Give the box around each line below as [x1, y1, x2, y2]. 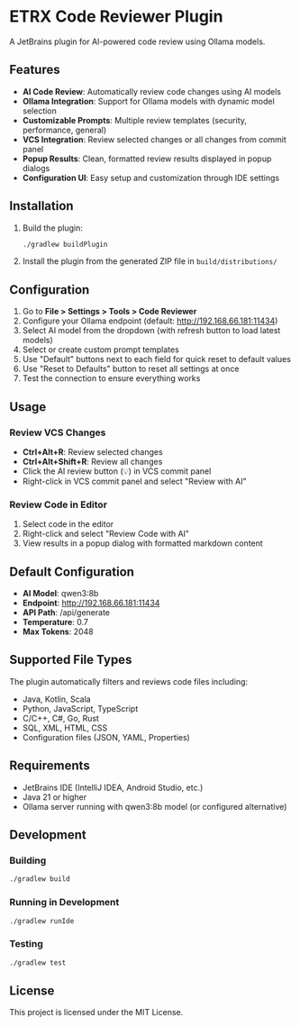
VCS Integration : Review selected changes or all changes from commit [22, 133, 286, 145]
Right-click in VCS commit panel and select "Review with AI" [22, 476, 247, 486]
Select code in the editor [22, 519, 114, 530]
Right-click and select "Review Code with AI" [22, 529, 190, 540]
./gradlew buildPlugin [22, 240, 108, 249]
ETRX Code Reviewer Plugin [9, 6, 223, 27]
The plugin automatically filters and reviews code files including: [9, 676, 249, 686]
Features [9, 62, 60, 77]
